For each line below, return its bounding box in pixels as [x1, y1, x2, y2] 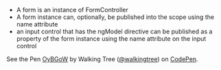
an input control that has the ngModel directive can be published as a [16, 27, 213, 35]
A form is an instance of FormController [16, 6, 128, 14]
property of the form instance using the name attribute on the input [16, 35, 207, 43]
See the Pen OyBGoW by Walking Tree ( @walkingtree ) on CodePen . [6, 55, 198, 63]
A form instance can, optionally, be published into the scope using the [16, 13, 214, 21]
